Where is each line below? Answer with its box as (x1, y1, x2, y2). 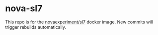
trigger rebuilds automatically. (5, 24, 66, 30)
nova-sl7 (5, 3, 43, 14)
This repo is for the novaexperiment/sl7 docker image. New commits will (5, 19, 153, 25)
